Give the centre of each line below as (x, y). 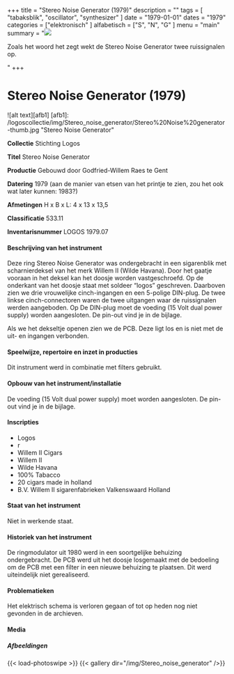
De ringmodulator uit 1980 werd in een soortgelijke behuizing (95, 553)
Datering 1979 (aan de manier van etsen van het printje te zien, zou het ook (116, 183)
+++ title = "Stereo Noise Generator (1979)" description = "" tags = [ (105, 10)
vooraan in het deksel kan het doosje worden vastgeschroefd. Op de (106, 278)
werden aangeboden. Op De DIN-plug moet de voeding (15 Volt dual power (115, 308)
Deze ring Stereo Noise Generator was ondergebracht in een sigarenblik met (117, 263)
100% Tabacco (39, 475)
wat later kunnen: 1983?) (42, 191)
